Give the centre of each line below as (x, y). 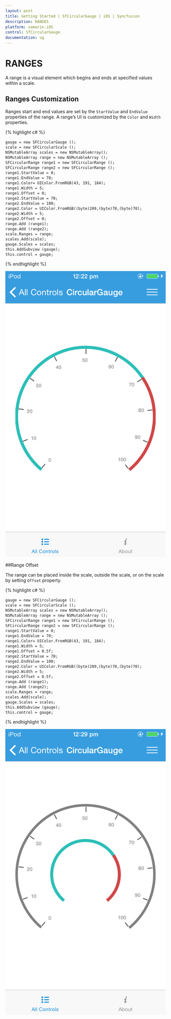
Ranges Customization (42, 99)
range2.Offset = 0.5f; (29, 677)
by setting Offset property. (34, 580)
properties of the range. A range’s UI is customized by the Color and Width (83, 117)
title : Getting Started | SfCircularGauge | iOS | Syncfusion (73, 16)
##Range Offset (22, 565)
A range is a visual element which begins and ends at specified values (79, 78)
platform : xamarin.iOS (29, 27)
